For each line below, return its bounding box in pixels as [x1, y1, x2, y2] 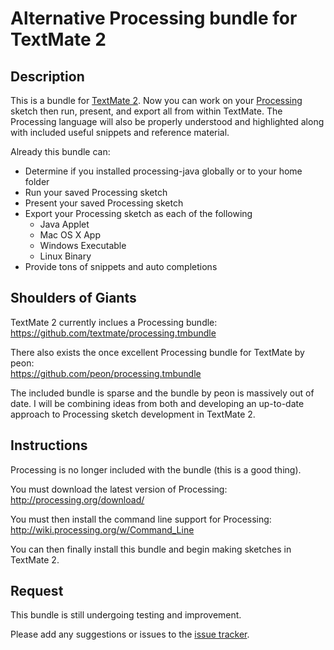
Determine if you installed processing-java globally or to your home [24, 165, 303, 177]
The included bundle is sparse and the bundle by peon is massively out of [10, 387, 315, 399]
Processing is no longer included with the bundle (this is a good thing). [10, 463, 302, 476]
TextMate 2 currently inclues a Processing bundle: [10, 316, 218, 328]
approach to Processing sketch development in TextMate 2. [10, 408, 256, 420]
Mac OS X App [39, 229, 101, 241]
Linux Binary [39, 250, 92, 262]
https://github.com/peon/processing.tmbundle [10, 367, 202, 379]
